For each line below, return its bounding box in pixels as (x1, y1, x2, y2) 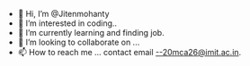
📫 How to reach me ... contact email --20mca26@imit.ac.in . (17, 47, 242, 57)
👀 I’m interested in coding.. (17, 18, 118, 29)
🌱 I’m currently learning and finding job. (17, 28, 165, 37)
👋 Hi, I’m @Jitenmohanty (17, 9, 110, 19)
